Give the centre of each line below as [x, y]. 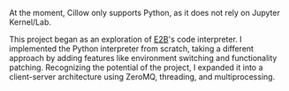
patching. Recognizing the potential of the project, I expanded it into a [136, 67]
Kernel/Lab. [30, 22]
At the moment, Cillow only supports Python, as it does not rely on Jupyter [144, 13]
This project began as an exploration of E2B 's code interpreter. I [125, 39]
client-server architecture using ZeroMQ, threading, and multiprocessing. [142, 77]
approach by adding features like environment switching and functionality [143, 58]
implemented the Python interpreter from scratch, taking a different [132, 49]
